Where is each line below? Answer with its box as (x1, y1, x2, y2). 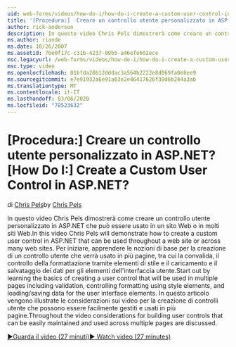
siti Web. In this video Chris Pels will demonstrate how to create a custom (7, 229, 218, 237)
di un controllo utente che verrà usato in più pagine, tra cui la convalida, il (7, 251, 220, 260)
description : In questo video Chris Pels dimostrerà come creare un (7, 30, 212, 37)
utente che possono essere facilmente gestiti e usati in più (7, 303, 176, 312)
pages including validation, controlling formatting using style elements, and (7, 281, 225, 289)
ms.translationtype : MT (7, 82, 77, 89)
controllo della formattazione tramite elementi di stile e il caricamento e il (7, 258, 218, 267)
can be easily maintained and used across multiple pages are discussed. (7, 318, 218, 327)
